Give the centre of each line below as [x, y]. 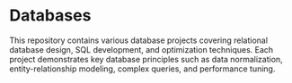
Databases [50, 16]
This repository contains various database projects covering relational [138, 40]
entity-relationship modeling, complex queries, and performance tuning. [142, 69]
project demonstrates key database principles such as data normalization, [146, 59]
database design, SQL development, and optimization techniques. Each [142, 49]
